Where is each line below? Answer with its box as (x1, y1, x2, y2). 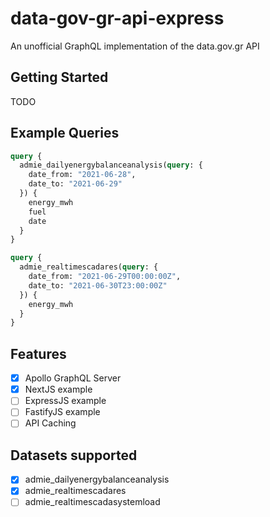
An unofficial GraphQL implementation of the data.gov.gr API (10, 40, 260, 52)
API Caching (24, 417, 77, 429)
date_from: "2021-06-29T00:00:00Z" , (28, 272, 182, 282)
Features (10, 345, 67, 362)
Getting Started (10, 69, 109, 86)
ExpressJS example (24, 395, 107, 407)
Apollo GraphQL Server (24, 372, 122, 384)
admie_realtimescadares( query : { (19, 262, 159, 272)
